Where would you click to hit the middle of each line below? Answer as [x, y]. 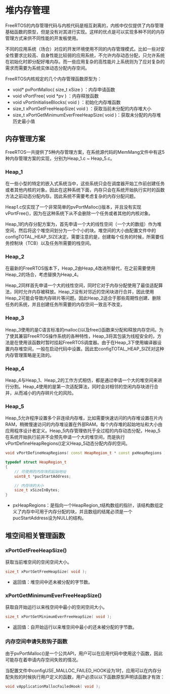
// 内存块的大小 [29, 485]
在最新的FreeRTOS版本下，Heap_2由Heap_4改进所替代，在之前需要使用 [80, 268]
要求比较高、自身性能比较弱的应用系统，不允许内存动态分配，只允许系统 [89, 55]
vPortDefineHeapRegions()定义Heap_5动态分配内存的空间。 [68, 443]
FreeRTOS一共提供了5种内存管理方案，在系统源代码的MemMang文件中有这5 [85, 152]
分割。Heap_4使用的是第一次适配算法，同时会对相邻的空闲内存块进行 [82, 386]
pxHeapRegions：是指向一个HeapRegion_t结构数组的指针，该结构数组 [86, 505]
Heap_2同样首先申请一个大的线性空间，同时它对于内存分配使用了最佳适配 [82, 285]
